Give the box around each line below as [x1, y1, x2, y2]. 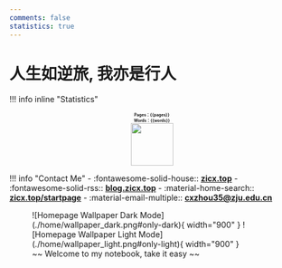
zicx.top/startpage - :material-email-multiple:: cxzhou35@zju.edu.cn [9, 192, 273, 204]
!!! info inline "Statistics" [9, 94, 99, 105]
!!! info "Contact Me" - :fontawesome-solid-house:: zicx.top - [9, 173, 239, 184]
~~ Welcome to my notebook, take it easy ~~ [32, 248, 201, 259]
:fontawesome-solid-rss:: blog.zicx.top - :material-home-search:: [9, 183, 255, 194]
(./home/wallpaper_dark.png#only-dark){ [32, 219, 185, 231]
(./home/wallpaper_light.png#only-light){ [32, 239, 183, 250]
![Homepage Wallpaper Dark [32, 210, 138, 221]
